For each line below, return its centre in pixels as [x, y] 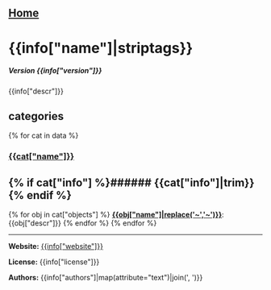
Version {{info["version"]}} [55, 71]
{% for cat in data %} [44, 135]
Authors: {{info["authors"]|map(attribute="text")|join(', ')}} [106, 278]
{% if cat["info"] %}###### [80, 182]
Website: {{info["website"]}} [56, 246]
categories [36, 116]
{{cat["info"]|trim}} [204, 182]
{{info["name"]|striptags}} [101, 48]
